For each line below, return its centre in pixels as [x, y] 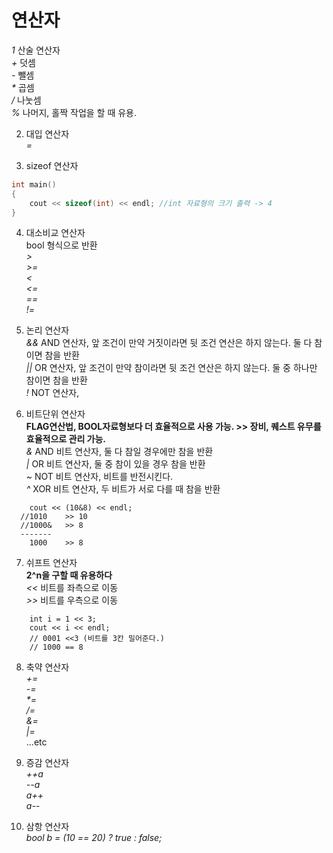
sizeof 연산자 [52, 165]
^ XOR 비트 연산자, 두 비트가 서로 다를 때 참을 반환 [123, 489]
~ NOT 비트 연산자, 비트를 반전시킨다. [99, 477]
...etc [36, 742]
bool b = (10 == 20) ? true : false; [94, 838]
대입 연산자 [47, 133]
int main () [34, 184]
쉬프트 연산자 [51, 563]
